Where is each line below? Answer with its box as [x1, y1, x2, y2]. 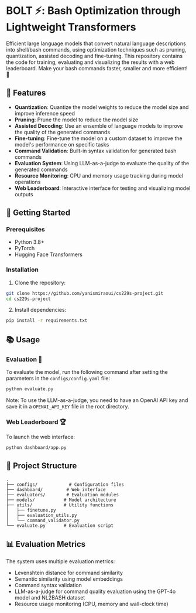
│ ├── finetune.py [6, 507, 57, 513]
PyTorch [14, 245, 35, 252]
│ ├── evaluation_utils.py [6, 512, 77, 518]
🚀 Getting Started [6, 208, 71, 218]
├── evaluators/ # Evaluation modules [6, 492, 119, 498]
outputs [14, 190, 33, 197]
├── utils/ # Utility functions [6, 502, 114, 508]
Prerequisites [6, 226, 45, 234]
